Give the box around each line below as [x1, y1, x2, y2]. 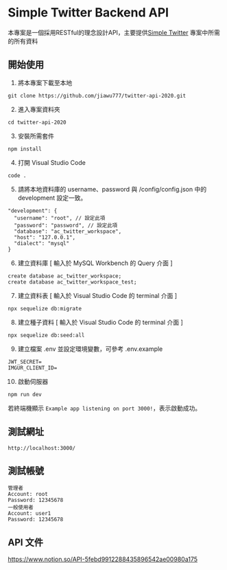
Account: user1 [8, 510, 51, 517]
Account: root [8, 491, 49, 498]
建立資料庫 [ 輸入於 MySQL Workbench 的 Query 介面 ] [17, 259, 174, 267]
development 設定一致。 [17, 194, 87, 202]
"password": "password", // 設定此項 [14, 222, 118, 229]
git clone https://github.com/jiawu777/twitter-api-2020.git [8, 92, 187, 99]
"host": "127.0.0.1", [14, 233, 76, 241]
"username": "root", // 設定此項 [14, 214, 106, 221]
